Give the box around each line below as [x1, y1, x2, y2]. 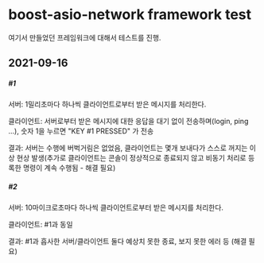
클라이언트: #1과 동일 [8, 220, 73, 230]
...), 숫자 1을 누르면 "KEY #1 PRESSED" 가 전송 [8, 126, 154, 136]
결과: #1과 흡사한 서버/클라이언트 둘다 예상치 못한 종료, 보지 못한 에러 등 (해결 [8, 237, 247, 246]
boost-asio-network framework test [8, 6, 252, 24]
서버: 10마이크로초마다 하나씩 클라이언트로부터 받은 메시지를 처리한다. [8, 203, 224, 212]
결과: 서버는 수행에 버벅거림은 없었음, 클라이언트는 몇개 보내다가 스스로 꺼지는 [8, 143, 248, 153]
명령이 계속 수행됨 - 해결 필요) [22, 163, 116, 172]
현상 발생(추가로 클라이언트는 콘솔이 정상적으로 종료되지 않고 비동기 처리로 [16, 153, 247, 163]
